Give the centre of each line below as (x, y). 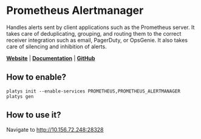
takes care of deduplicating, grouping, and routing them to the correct (94, 33)
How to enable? (36, 77)
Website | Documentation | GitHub (51, 58)
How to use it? (34, 115)
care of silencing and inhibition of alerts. (57, 47)
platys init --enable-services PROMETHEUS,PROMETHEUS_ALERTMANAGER (94, 91)
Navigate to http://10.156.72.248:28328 (55, 129)
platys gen (20, 96)
